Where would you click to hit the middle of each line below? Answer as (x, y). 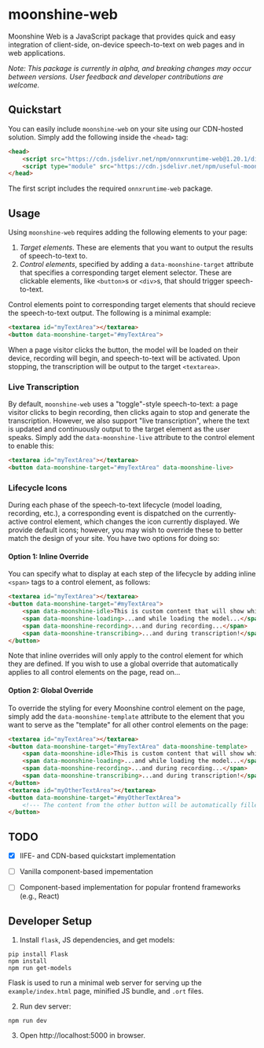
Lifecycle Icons (38, 487)
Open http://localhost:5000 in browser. (82, 1035)
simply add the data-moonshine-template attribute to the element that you (126, 716)
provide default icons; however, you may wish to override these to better (126, 530)
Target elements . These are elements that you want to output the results (136, 248)
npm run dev (27, 1021)
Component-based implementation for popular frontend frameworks (130, 887)
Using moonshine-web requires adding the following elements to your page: (128, 232)
